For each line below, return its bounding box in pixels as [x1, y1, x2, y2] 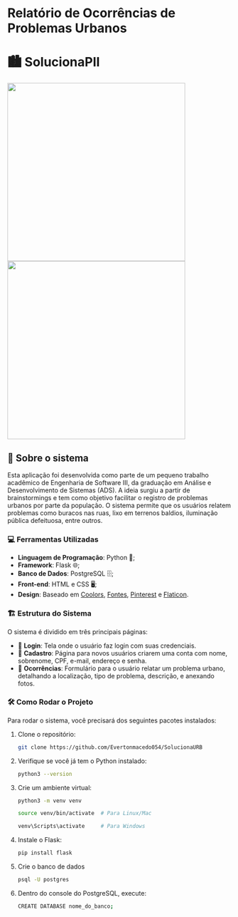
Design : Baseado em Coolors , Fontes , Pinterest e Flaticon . [17, 590, 189, 599]
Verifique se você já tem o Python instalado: [17, 757, 147, 765]
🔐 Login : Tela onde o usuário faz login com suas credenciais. [17, 641, 197, 650]
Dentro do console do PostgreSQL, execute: [17, 888, 147, 897]
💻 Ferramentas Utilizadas [7, 534, 99, 544]
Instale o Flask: [17, 836, 63, 844]
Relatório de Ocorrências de [7, 5, 176, 21]
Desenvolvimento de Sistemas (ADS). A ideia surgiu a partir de [7, 486, 190, 494]
